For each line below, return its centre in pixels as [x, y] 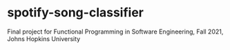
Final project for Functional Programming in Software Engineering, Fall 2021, [115, 32]
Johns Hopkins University [44, 38]
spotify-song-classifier [75, 13]
